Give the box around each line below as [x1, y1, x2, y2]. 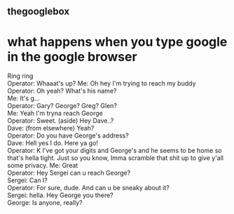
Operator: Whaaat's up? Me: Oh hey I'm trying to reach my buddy [7, 79, 196, 88]
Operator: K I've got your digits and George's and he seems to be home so [7, 147, 222, 155]
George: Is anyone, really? [7, 199, 83, 207]
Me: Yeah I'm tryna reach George [7, 109, 103, 118]
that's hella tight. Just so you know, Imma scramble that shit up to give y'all [7, 154, 224, 162]
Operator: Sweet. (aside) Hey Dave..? [7, 116, 114, 125]
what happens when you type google [7, 34, 228, 50]
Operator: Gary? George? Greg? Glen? [7, 102, 118, 110]
